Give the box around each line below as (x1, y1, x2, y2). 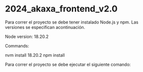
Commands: (5, 43, 29, 48)
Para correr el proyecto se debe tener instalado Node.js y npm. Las (5, 19, 139, 25)
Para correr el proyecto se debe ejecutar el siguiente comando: (5, 61, 131, 67)
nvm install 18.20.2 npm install (5, 52, 65, 58)
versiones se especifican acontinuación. (5, 24, 86, 30)
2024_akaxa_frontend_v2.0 (5, 3, 118, 14)
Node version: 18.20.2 (5, 34, 49, 39)
